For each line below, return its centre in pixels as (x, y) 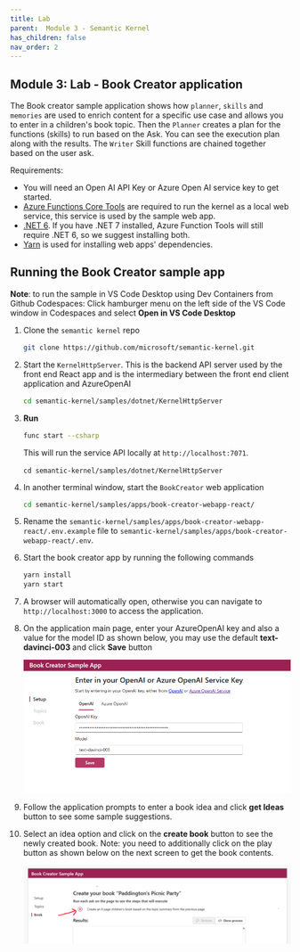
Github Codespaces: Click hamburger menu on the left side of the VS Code (148, 303)
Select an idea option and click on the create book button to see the (148, 833)
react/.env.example (59, 532)
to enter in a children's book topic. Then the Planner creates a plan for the (146, 125)
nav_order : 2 (34, 47)
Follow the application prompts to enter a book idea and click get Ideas (153, 807)
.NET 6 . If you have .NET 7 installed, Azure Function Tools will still (143, 226)
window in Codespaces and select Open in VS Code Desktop (123, 313)
